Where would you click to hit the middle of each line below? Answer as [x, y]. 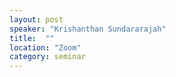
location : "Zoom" [45, 47]
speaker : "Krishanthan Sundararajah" [88, 29]
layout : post [36, 19]
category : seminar [47, 57]
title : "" [32, 38]
